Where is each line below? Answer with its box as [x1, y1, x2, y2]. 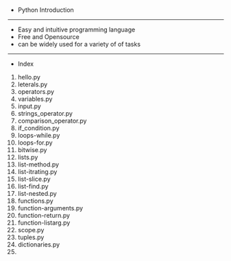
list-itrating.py [17, 168, 58, 175]
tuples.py [17, 233, 45, 241]
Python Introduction [17, 6, 74, 14]
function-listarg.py [17, 219, 71, 227]
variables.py [17, 95, 53, 103]
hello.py [17, 73, 40, 81]
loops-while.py [17, 132, 60, 139]
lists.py [17, 153, 38, 161]
